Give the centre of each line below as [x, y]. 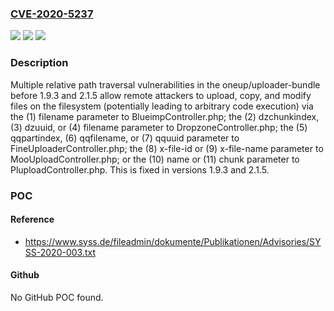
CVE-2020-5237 [52, 14]
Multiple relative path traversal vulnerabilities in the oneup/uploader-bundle [165, 84]
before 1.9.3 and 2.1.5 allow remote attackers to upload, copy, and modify [161, 95]
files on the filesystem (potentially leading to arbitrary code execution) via [162, 106]
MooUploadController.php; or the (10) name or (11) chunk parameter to [155, 159]
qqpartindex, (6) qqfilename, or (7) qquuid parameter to [125, 138]
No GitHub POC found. [57, 297]
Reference [32, 219]
